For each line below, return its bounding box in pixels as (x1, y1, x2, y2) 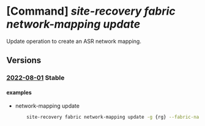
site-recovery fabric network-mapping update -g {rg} (26, 114, 166, 120)
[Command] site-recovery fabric (6, 4, 176, 18)
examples (6, 89, 32, 96)
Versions (6, 55, 42, 65)
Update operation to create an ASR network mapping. (6, 37, 142, 45)
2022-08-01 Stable (6, 73, 65, 82)
